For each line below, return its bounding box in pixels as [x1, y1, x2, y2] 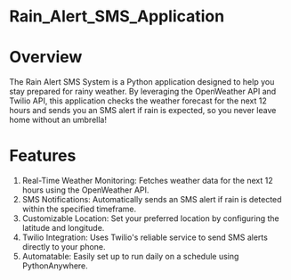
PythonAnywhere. [21, 260, 89, 271]
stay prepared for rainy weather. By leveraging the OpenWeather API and [9, 86, 277, 97]
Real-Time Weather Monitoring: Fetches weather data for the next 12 [21, 176, 273, 186]
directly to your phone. [21, 242, 106, 252]
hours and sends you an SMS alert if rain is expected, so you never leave [9, 105, 277, 116]
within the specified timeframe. [21, 203, 136, 215]
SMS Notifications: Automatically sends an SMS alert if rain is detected [21, 194, 282, 205]
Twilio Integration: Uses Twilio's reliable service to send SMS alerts [21, 232, 269, 243]
